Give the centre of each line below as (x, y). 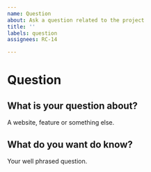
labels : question (32, 33)
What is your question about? (72, 105)
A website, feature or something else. (61, 123)
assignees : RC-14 (32, 40)
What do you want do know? (70, 144)
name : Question (29, 14)
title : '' (22, 26)
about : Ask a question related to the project (76, 20)
